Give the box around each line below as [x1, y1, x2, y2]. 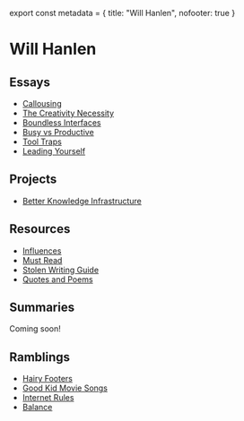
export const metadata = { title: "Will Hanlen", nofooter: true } [9, 8, 236, 18]
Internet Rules [22, 392, 74, 403]
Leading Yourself [22, 146, 86, 156]
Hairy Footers [22, 374, 74, 384]
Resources [9, 221, 71, 236]
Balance [22, 402, 53, 413]
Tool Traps [22, 136, 63, 147]
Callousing [22, 99, 62, 108]
